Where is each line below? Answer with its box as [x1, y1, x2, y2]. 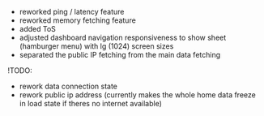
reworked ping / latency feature [19, 7, 125, 16]
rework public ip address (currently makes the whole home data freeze [19, 90, 256, 100]
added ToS [19, 24, 56, 33]
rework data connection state [19, 81, 118, 91]
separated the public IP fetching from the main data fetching [19, 50, 221, 59]
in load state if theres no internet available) [19, 99, 163, 108]
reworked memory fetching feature [19, 15, 137, 25]
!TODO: [7, 66, 33, 75]
